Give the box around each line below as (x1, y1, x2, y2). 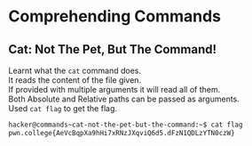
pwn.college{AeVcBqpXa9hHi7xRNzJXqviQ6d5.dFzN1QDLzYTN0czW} (8, 128, 236, 137)
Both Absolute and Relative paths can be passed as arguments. (8, 93, 240, 104)
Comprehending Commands (8, 6, 222, 27)
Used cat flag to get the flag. (8, 103, 117, 113)
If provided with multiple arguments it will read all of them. (8, 85, 221, 94)
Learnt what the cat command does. (8, 65, 141, 76)
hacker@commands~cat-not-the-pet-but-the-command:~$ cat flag (8, 120, 243, 129)
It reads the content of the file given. (8, 75, 142, 85)
